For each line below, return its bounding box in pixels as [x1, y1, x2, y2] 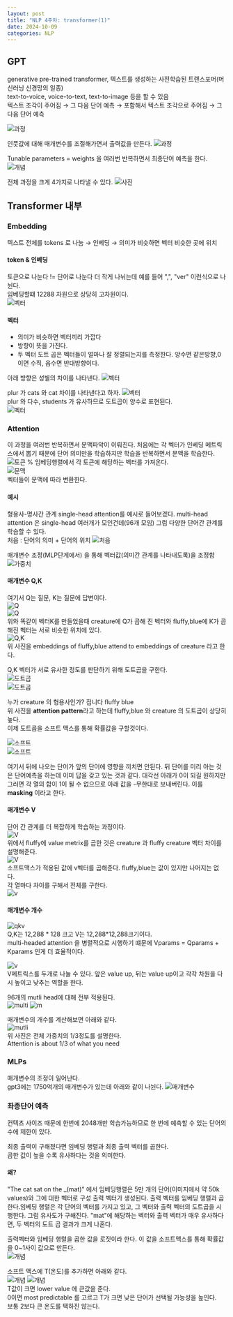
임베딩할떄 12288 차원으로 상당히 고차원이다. [7, 290, 129, 298]
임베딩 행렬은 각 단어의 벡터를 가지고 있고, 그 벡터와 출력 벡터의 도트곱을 [19, 1203, 215, 1211]
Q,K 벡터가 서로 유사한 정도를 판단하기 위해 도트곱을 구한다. [7, 665, 168, 674]
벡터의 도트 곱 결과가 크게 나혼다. [23, 1220, 113, 1228]
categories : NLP [7, 29, 54, 37]
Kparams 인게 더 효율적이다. [7, 947, 85, 956]
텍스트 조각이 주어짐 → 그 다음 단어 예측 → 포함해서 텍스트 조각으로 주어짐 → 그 [7, 101, 223, 110]
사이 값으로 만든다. [24, 1244, 75, 1252]
